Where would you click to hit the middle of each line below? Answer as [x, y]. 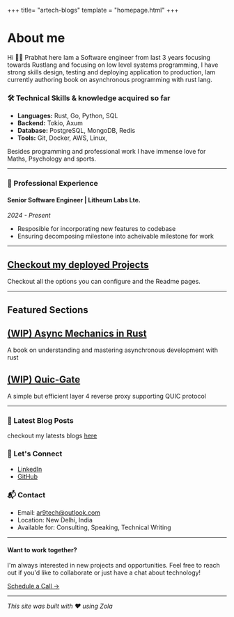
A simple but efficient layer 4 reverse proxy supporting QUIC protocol [107, 396]
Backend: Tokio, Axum [50, 123]
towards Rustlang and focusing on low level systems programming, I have [113, 65]
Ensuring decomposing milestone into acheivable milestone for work [116, 237]
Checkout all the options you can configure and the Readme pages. [104, 282]
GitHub [28, 476]
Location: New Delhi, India [55, 520]
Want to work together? [42, 550]
